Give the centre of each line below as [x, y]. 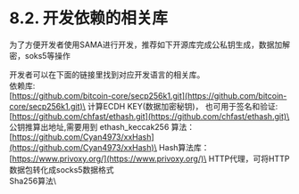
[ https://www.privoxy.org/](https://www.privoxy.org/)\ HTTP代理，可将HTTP [149, 158]
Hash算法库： [184, 147]
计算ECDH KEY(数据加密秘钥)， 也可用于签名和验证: [183, 106]
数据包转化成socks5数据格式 [62, 169]
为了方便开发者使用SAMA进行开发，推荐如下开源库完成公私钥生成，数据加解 [149, 44]
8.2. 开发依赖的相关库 [88, 18]
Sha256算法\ [33, 181]
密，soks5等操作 [40, 55]
